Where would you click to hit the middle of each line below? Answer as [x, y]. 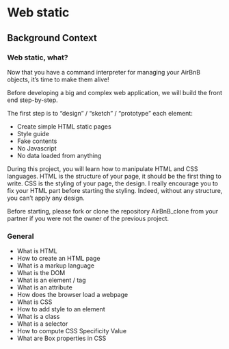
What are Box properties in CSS [62, 338]
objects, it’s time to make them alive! [58, 79]
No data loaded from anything [59, 155]
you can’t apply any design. [46, 198]
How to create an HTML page [58, 259]
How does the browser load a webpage [72, 295]
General [21, 236]
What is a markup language [55, 266]
